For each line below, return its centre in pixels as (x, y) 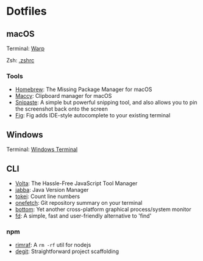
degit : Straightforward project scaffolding (67, 251)
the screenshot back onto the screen (61, 109)
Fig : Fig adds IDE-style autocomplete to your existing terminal (93, 116)
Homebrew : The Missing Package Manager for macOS (84, 89)
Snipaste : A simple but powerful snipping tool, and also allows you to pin (106, 103)
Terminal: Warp (25, 48)
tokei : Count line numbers (48, 196)
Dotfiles (27, 11)
